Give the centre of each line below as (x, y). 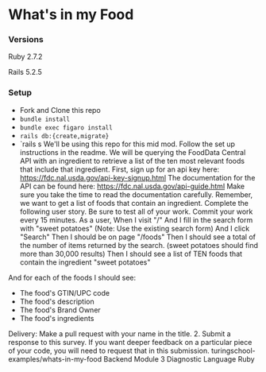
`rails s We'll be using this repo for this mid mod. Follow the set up (127, 144)
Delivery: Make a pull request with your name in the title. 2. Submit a (120, 333)
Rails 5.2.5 (25, 72)
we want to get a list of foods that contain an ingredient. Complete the (134, 203)
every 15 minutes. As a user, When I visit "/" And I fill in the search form (136, 219)
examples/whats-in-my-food (55, 358)
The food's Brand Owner (60, 310)
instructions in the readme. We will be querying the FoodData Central (133, 152)
